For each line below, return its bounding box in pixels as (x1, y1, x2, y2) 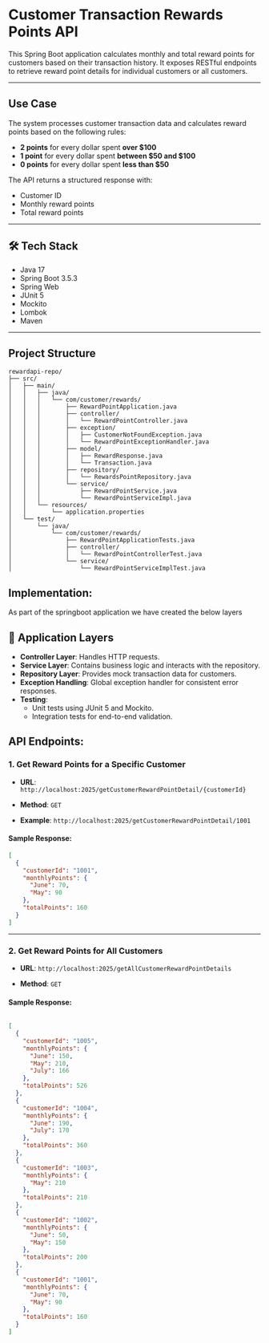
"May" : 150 (29, 1238, 66, 1247)
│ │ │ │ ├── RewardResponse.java (8, 452, 163, 461)
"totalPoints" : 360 (22, 1142, 88, 1150)
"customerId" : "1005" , (22, 1037, 98, 1045)
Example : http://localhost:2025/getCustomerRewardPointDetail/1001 (19, 815, 251, 825)
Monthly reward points (19, 199, 94, 209)
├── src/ (8, 375, 38, 383)
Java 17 (19, 265, 46, 274)
